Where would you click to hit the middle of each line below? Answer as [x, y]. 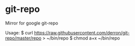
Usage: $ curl [19, 32]
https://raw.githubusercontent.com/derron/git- [82, 32]
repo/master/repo [23, 38]
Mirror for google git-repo [32, 23]
